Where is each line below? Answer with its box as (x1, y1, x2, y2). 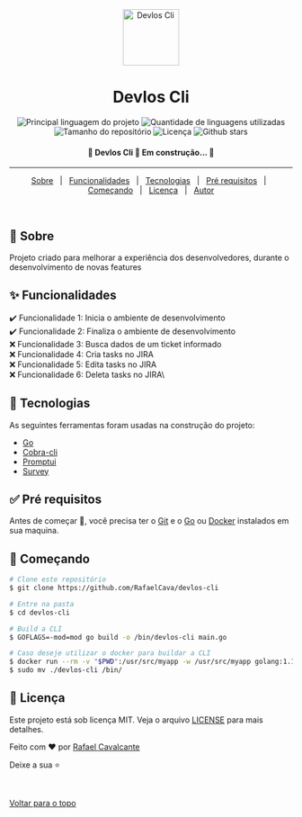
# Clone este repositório (9, 575, 106, 584)
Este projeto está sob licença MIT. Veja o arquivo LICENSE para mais (9, 714, 263, 725)
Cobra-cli (22, 446, 58, 457)
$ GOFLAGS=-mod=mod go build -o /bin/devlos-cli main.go (9, 633, 227, 642)
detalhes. (9, 723, 44, 734)
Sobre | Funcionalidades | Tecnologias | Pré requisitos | (31, 175, 267, 186)
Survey (22, 465, 49, 476)
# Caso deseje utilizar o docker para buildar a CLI (9, 649, 211, 658)
